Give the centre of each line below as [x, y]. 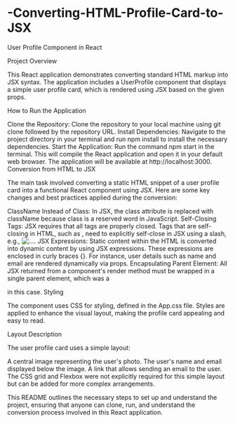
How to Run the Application [47, 110]
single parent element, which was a [59, 278]
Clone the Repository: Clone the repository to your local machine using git [114, 124]
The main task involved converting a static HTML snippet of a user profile [113, 182]
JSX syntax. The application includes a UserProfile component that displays [117, 82]
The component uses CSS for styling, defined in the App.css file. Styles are [116, 305]
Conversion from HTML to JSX [52, 169]
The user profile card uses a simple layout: [69, 347]
